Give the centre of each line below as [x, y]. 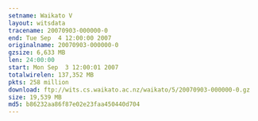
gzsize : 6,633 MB [37, 53]
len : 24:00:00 [32, 60]
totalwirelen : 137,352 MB [51, 75]
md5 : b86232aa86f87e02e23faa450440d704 [74, 104]
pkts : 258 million [39, 82]
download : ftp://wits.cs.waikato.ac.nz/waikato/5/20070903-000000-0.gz [129, 90]
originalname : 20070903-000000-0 [64, 45]
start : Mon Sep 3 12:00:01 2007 [64, 68]
